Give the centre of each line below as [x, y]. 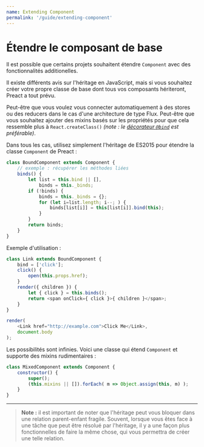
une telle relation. [43, 438]
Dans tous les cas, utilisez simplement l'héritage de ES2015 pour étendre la [100, 145]
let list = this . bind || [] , [65, 180]
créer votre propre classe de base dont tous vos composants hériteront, [96, 89]
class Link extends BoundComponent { [54, 259]
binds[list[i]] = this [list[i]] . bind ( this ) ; [107, 208]
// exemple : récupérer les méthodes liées [73, 168]
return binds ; [46, 225]
